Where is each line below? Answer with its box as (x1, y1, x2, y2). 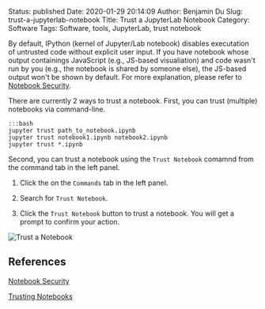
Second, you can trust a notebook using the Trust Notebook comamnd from (8, 154, 255, 164)
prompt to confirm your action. (19, 217, 120, 226)
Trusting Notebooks (8, 292, 73, 301)
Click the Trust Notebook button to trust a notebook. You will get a (19, 209, 235, 218)
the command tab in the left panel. (8, 163, 120, 172)
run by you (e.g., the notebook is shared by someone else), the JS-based (8, 64, 247, 73)
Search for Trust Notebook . (19, 194, 108, 202)
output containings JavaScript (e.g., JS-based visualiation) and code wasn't (8, 55, 256, 65)
